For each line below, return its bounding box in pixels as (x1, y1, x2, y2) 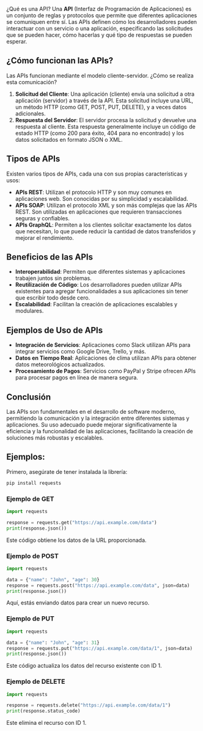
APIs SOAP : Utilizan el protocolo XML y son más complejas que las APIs (15, 201, 197, 209)
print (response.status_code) (6, 708, 81, 714)
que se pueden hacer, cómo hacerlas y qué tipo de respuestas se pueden (6, 31, 193, 39)
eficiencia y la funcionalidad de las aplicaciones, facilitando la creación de (6, 428, 193, 435)
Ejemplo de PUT (6, 614, 55, 623)
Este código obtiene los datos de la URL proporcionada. (6, 536, 147, 544)
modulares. (15, 307, 44, 315)
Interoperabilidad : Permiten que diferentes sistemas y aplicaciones (15, 268, 185, 276)
